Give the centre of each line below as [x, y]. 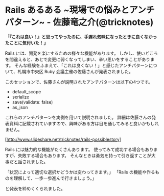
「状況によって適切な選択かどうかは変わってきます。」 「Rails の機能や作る [80, 172]
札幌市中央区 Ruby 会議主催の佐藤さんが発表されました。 [75, 71]
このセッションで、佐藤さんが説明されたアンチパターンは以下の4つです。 [79, 82]
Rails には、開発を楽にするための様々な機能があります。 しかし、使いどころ [82, 53]
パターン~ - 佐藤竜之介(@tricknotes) [79, 22]
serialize [21, 97]
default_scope [26, 91]
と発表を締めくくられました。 [35, 188]
